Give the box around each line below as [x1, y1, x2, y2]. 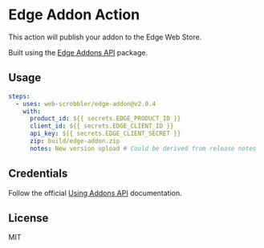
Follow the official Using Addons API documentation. [8, 188, 182, 197]
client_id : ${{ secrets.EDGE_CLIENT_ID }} [29, 122, 174, 130]
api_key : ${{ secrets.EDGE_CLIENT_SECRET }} [29, 130, 181, 138]
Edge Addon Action [8, 6, 140, 24]
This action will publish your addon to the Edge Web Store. [8, 32, 202, 42]
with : [22, 107, 42, 116]
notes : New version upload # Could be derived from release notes [29, 144, 257, 152]
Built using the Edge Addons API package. [8, 47, 148, 57]
